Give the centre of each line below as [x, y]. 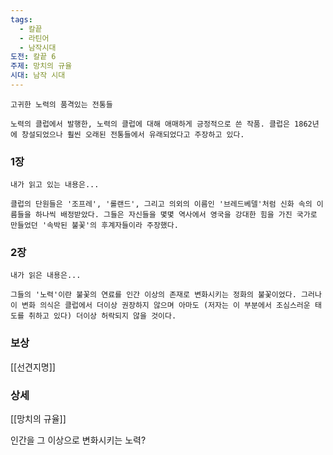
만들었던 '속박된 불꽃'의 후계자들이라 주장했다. [94, 226]
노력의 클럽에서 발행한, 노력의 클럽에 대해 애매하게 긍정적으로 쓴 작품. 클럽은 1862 [161, 124]
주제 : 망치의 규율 [41, 66]
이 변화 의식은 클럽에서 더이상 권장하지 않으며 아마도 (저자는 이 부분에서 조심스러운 [160, 306]
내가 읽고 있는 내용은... [55, 185]
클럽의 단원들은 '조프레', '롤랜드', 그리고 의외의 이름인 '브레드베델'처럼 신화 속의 [161, 204]
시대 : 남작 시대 [38, 76]
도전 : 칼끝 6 [33, 57]
